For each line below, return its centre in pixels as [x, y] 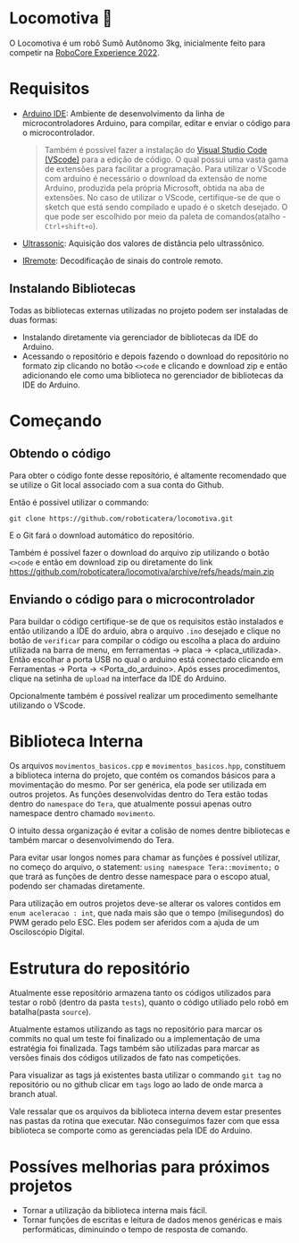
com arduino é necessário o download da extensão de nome [156, 178]
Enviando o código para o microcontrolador [132, 600]
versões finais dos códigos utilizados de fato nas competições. [125, 1058]
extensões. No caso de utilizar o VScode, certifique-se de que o [162, 197]
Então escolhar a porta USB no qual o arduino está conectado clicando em [146, 659]
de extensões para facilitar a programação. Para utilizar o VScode [166, 168]
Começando [56, 421]
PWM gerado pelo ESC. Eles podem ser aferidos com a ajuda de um [134, 923]
